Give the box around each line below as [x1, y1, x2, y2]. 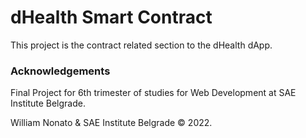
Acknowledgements [10, 64, 111, 78]
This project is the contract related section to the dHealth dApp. [10, 39, 273, 51]
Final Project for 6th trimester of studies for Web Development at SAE [10, 87, 297, 99]
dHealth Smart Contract [10, 6, 213, 29]
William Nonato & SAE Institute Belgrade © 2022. [10, 117, 213, 129]
